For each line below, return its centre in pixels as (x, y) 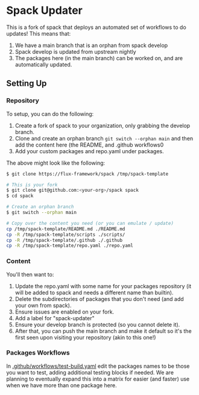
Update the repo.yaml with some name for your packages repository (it (103, 286)
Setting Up (27, 84)
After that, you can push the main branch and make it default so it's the (103, 331)
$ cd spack (20, 196)
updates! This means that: (39, 33)
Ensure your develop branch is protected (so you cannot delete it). (97, 324)
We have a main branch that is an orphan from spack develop (91, 45)
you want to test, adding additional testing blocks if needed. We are (90, 372)
